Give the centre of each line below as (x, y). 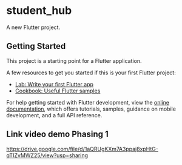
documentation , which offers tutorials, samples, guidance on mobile (91, 109)
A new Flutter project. (33, 27)
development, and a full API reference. (54, 115)
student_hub (39, 11)
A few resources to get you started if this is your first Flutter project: (91, 73)
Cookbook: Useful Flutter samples (58, 91)
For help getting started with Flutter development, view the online (88, 102)
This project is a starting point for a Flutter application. (74, 60)
